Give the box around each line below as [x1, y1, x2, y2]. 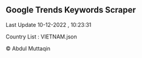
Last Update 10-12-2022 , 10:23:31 [5, 21, 92, 28]
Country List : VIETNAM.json [5, 33, 77, 40]
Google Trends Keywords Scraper [5, 5, 136, 15]
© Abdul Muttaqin [5, 45, 51, 52]
